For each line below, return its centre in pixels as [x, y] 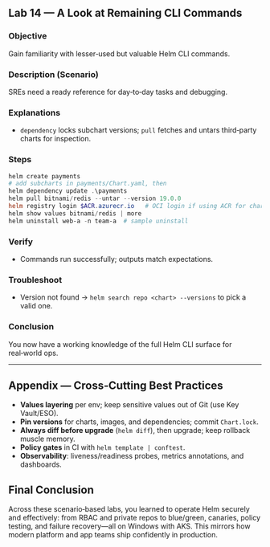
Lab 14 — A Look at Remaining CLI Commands [125, 13]
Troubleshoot [35, 280]
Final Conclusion [51, 490]
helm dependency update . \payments [68, 191]
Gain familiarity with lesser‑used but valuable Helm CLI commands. [119, 53]
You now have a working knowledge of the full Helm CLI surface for [120, 344]
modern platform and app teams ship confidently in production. [113, 535]
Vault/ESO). [39, 414]
